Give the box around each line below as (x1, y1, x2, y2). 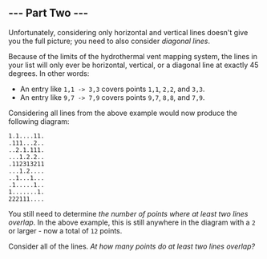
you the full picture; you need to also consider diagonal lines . (8, 36, 211, 46)
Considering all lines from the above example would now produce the (8, 108, 238, 118)
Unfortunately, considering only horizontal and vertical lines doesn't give (8, 27, 249, 37)
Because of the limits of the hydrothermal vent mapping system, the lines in (8, 51, 258, 61)
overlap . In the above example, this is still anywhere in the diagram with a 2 (8, 217, 256, 227)
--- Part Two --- (8, 6, 89, 20)
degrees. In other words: (8, 68, 90, 78)
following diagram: (8, 116, 70, 126)
